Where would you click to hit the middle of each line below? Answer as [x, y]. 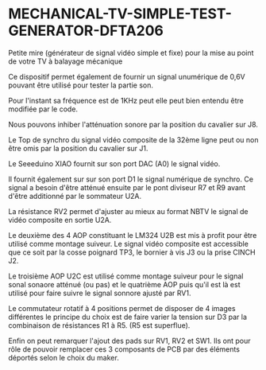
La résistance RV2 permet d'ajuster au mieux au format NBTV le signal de [128, 211]
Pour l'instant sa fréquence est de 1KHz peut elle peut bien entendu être [126, 100]
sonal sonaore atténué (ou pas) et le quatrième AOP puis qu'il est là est [124, 284]
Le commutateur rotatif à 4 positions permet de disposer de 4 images [122, 308]
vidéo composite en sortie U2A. [60, 220]
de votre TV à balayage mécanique [66, 61]
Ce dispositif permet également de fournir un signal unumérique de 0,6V [127, 76]
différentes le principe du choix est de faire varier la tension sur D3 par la [128, 317]
